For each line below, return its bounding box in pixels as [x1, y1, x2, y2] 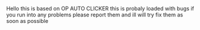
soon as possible [6, 18, 48, 24]
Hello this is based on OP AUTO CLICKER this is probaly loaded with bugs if [6, 5, 195, 12]
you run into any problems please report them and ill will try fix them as [6, 11, 183, 18]
